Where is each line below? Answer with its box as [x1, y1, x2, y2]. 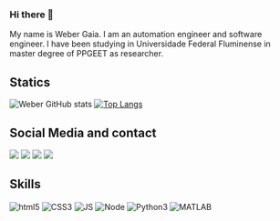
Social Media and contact [9, 125, 157, 140]
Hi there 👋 [9, 8, 55, 21]
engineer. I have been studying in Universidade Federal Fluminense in [9, 38, 271, 49]
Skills [9, 176, 41, 192]
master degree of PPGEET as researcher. [9, 48, 164, 59]
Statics [9, 75, 51, 90]
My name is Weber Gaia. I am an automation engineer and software [9, 29, 263, 40]
